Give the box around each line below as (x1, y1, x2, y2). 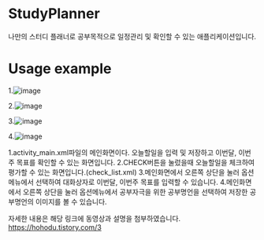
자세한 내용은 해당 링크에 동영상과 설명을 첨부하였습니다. (8, 213, 181, 223)
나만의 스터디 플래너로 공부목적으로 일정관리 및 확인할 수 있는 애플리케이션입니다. (8, 31, 257, 41)
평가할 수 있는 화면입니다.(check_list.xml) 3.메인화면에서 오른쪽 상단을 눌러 (8, 167, 240, 177)
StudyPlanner (8, 5, 100, 23)
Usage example (8, 60, 112, 78)
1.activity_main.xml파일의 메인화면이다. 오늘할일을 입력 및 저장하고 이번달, (8, 147, 237, 157)
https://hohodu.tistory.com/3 (8, 222, 102, 232)
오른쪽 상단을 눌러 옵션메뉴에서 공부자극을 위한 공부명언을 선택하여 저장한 (22, 186, 248, 197)
